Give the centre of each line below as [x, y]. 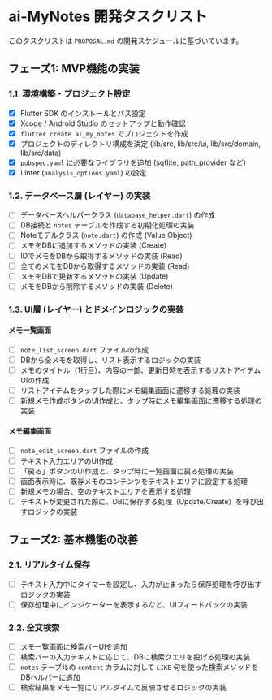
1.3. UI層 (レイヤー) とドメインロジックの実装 [96, 309]
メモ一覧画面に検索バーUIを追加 [73, 646]
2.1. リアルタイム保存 [50, 565]
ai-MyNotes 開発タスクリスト [108, 17]
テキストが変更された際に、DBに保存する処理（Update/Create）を [132, 501]
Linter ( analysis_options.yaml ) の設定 [83, 172]
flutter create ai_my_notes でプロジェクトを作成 [104, 133]
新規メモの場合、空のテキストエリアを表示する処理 [106, 491]
